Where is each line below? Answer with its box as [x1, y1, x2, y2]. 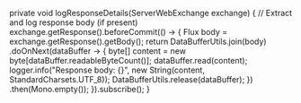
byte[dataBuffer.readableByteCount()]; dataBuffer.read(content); [9, 56, 248, 65]
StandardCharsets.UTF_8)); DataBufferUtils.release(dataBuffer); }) [9, 74, 253, 84]
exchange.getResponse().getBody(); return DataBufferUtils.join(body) [9, 36, 267, 47]
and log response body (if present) [9, 17, 138, 28]
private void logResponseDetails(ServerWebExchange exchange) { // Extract [9, 8, 293, 18]
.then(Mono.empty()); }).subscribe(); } [9, 84, 150, 94]
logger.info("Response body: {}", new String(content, [9, 64, 205, 75]
